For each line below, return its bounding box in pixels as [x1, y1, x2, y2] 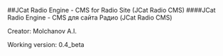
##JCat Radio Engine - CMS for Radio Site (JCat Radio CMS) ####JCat [7, 6, 216, 14]
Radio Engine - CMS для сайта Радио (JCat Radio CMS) [7, 13, 173, 22]
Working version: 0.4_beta [7, 41, 85, 48]
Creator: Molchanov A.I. [7, 27, 77, 35]
